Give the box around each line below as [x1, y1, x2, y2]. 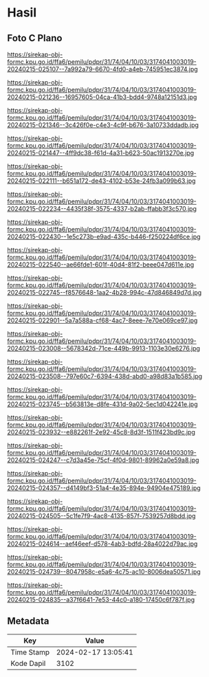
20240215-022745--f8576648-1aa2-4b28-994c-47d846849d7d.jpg [7, 289, 202, 296]
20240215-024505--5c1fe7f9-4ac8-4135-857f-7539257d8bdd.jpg [7, 512, 196, 520]
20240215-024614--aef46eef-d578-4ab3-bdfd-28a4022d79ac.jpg [7, 540, 198, 548]
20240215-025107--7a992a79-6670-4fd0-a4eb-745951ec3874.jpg [7, 65, 198, 73]
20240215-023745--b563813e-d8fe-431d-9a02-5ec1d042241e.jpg [7, 400, 198, 408]
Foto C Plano [7, 32, 63, 44]
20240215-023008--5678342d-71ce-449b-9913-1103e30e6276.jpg [7, 344, 201, 352]
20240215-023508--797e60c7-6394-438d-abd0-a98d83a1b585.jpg [7, 373, 203, 380]
